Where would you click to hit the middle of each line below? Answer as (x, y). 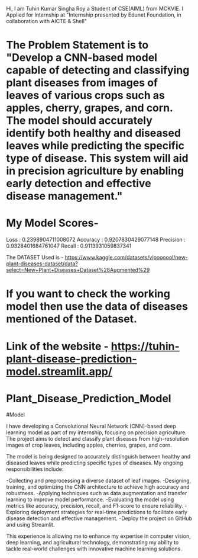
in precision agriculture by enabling (95, 171)
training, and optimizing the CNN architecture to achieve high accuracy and (98, 487)
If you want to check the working (88, 294)
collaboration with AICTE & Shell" (47, 21)
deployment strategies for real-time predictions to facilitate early (109, 512)
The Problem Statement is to (77, 45)
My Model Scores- (52, 223)
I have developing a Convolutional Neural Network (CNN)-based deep (91, 426)
